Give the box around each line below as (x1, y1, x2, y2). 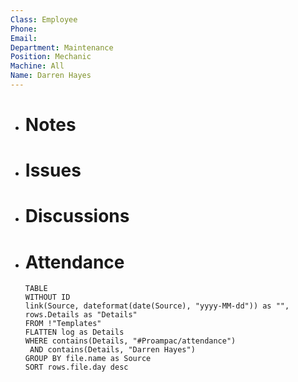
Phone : (10, 24, 38, 34)
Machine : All (10, 61, 65, 71)
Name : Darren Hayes (10, 71, 92, 81)
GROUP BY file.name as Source (24, 354, 152, 364)
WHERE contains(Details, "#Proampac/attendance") (24, 336, 237, 346)
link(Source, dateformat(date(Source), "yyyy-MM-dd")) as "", (24, 301, 290, 311)
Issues (24, 159, 82, 182)
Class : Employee (10, 14, 78, 25)
